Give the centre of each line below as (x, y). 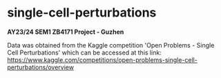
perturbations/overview (41, 67)
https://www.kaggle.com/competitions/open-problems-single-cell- (103, 59)
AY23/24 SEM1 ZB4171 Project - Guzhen (66, 32)
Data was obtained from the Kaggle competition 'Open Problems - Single (111, 45)
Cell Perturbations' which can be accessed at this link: (85, 52)
